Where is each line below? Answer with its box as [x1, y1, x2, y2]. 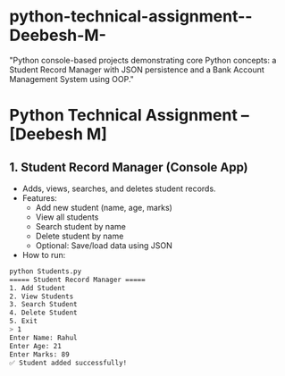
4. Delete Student [9, 308, 78, 318]
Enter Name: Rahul [9, 333, 78, 342]
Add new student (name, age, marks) [35, 202, 172, 213]
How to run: [21, 249, 66, 260]
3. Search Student [9, 300, 78, 309]
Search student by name [35, 221, 127, 231]
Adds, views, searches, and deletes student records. [21, 183, 216, 194]
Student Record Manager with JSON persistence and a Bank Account [9, 64, 265, 75]
